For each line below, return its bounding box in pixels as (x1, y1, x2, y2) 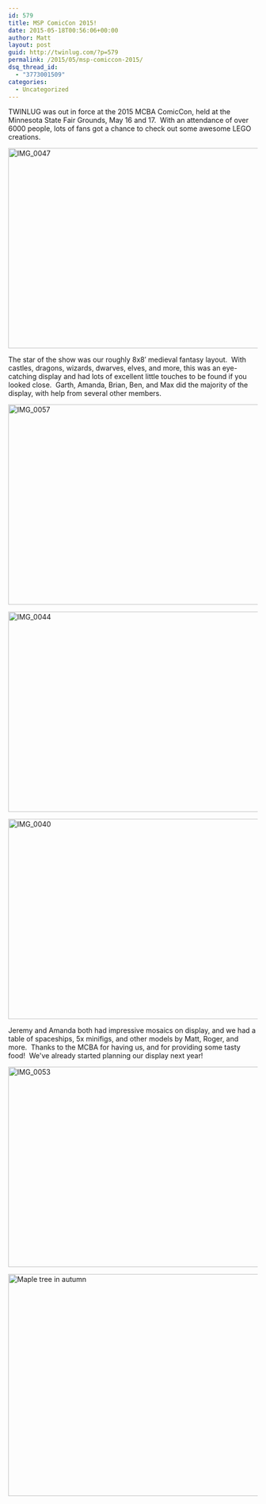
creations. (8, 132, 41, 142)
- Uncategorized (15, 85, 69, 94)
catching (8, 372, 37, 382)
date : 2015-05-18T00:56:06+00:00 (8, 26, 119, 34)
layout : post (8, 41, 51, 49)
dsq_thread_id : (8, 63, 59, 71)
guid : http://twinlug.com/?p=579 (8, 48, 119, 56)
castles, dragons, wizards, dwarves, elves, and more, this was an (8, 363, 221, 373)
